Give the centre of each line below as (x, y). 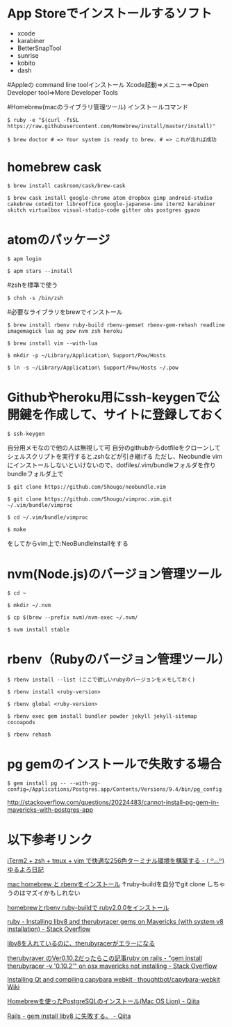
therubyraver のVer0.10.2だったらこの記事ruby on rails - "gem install (105, 958)
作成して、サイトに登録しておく (134, 415)
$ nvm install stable (39, 629)
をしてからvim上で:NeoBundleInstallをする (68, 543)
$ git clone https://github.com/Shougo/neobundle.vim (87, 487)
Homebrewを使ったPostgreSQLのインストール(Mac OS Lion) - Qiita (103, 1001)
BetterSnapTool (39, 48)
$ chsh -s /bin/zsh (35, 298)
